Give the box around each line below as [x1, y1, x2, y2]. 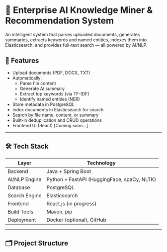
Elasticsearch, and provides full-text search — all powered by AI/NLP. [5, 42, 148, 48]
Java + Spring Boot [46, 168, 91, 174]
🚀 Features [5, 57, 39, 65]
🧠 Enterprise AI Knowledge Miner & [5, 4, 153, 16]
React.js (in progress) [46, 200, 97, 207]
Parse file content [19, 80, 56, 86]
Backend [7, 168, 28, 174]
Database [7, 184, 30, 191]
